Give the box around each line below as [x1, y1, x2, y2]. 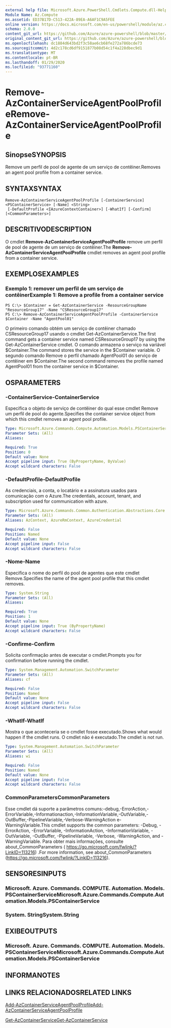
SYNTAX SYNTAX [5, 184, 62, 193]
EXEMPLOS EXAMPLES [5, 270, 79, 279]
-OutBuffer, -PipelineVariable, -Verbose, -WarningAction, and [32, 833, 160, 839]
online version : [5, 21, 40, 27]
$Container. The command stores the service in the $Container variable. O [5, 347, 160, 353]
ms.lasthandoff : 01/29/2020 [5, 60, 65, 65]
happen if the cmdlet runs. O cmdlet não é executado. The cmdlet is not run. [5, 734, 164, 741]
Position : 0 [5, 450, 31, 455]
